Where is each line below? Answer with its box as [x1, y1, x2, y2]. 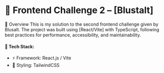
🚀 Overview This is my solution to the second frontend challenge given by [5, 21, 159, 27]
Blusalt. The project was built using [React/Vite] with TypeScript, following [5, 26, 159, 32]
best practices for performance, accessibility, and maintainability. [5, 32, 141, 38]
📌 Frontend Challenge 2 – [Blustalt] [5, 5, 154, 16]
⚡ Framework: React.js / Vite [12, 55, 71, 61]
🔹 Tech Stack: [5, 43, 34, 49]
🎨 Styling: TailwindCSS [12, 62, 60, 68]
